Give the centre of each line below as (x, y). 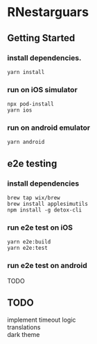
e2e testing (32, 164)
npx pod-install (30, 104)
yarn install (26, 72)
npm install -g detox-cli (44, 210)
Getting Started (41, 38)
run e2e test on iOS (40, 227)
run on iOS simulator (42, 89)
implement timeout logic (42, 320)
